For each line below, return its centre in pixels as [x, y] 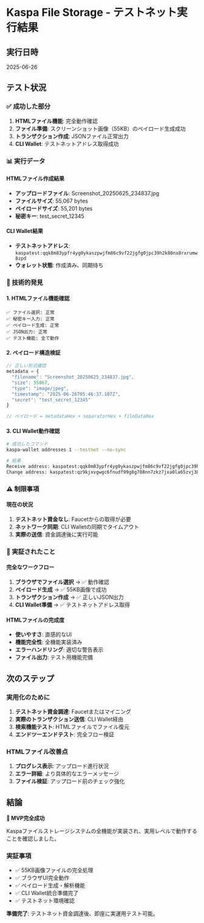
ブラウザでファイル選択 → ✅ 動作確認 [62, 582]
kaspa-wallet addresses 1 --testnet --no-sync [66, 450]
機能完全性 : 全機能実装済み [49, 642]
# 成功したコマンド [27, 444]
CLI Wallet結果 [25, 231]
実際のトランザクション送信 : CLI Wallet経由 [69, 719]
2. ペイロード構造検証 [33, 352]
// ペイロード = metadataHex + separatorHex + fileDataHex [80, 416]
